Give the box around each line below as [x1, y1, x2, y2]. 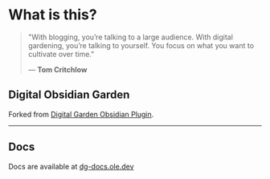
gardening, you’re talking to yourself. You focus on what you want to [27, 40, 255, 50]
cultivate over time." [27, 49, 95, 59]
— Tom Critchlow [27, 64, 88, 74]
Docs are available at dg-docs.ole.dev [8, 161, 134, 171]
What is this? [8, 6, 98, 24]
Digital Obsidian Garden [8, 88, 130, 102]
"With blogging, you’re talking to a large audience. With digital [27, 32, 233, 42]
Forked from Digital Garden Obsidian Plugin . [8, 109, 154, 119]
